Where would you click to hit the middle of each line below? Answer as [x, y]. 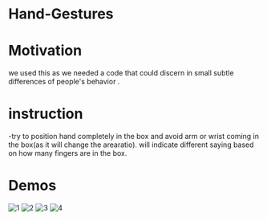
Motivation [45, 51]
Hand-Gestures [61, 14]
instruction [46, 114]
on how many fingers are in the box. [68, 153]
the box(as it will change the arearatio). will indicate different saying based [131, 145]
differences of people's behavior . [64, 82]
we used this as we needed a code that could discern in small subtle [121, 73]
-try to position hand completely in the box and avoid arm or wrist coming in [133, 136]
